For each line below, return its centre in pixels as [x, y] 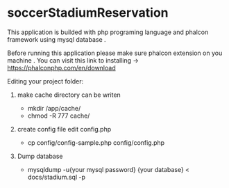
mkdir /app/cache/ [54, 108]
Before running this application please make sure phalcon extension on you [115, 53]
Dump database [40, 156]
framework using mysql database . [57, 39]
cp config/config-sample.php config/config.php [96, 142]
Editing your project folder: [45, 81]
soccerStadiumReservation [88, 13]
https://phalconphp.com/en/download [61, 68]
